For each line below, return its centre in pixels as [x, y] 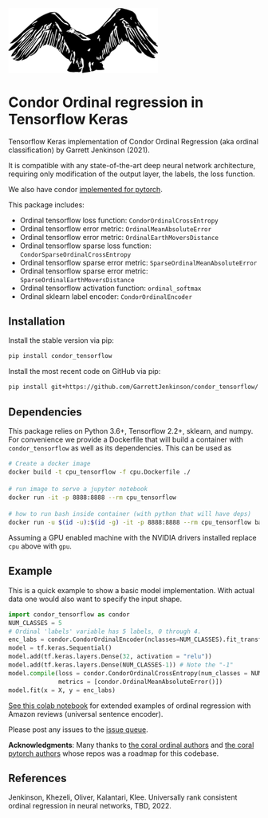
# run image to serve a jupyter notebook [78, 489]
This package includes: [47, 204]
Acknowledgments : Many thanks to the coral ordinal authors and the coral [131, 745]
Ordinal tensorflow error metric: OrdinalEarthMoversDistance [119, 237]
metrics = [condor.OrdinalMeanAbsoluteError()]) [141, 682]
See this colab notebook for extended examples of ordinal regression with [130, 706]
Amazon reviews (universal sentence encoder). [86, 714]
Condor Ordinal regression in [106, 102]
